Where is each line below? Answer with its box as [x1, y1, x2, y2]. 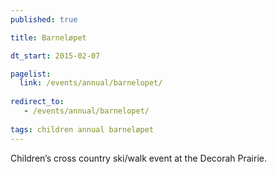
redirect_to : [10, 97, 65, 107]
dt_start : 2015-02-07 [10, 51, 101, 61]
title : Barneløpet [10, 32, 87, 43]
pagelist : [10, 69, 52, 79]
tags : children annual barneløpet [10, 124, 155, 135]
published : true [10, 14, 78, 25]
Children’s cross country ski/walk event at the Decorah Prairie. [10, 152, 267, 164]
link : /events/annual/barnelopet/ [19, 78, 163, 88]
